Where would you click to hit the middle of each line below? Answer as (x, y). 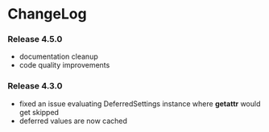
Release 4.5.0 (35, 39)
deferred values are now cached (73, 121)
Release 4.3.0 (35, 86)
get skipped (39, 112)
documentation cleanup (58, 56)
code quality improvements (64, 65)
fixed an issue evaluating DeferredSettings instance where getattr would (140, 103)
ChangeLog (47, 14)
